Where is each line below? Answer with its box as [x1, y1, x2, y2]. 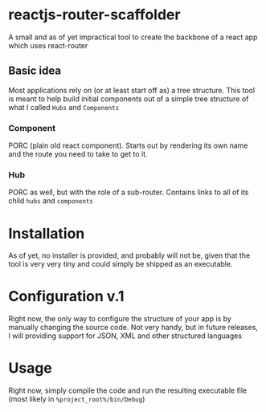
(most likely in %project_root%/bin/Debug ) [8, 394, 145, 404]
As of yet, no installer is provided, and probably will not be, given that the [8, 251, 251, 260]
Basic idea [8, 64, 62, 78]
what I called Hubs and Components [8, 102, 120, 112]
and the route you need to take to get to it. [8, 149, 148, 159]
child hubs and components [8, 196, 94, 206]
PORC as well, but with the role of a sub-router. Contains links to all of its [8, 187, 249, 198]
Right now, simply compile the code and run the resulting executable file [8, 385, 248, 395]
